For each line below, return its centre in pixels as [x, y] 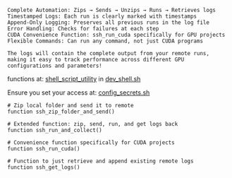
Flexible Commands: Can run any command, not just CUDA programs [105, 41]
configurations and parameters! [55, 66]
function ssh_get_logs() [44, 167]
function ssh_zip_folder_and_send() [61, 112]
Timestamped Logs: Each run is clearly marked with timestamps [102, 16]
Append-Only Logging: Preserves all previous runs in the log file [109, 23]
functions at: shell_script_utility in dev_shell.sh [74, 79]
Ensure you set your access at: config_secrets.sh [79, 93]
